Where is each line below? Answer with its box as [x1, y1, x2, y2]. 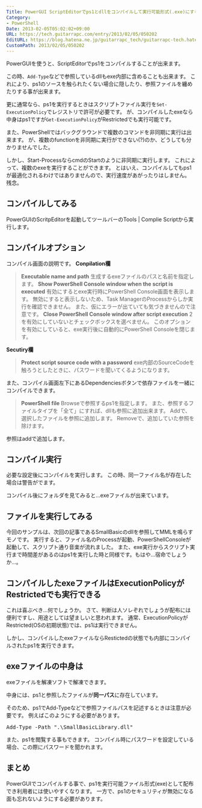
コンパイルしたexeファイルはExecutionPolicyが [6, 578, 185, 588]
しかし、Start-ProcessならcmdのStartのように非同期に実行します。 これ [6, 156, 185, 164]
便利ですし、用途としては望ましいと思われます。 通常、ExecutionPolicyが [6, 614, 188, 621]
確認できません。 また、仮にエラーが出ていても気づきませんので [31, 303, 191, 310]
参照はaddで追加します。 [6, 435, 68, 442]
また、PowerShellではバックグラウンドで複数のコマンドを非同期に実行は [6, 128, 187, 136]
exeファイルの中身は [6, 661, 84, 672]
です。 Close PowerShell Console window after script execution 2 [26, 310, 193, 318]
